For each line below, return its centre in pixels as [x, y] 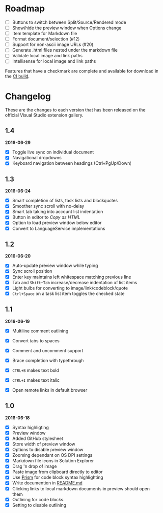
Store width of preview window [44, 444]
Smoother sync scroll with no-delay [48, 206]
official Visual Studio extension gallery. [44, 115]
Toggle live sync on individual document [53, 152]
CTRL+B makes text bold [36, 370]
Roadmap [25, 9]
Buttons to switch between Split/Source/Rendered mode [69, 22]
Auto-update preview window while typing [55, 266]
